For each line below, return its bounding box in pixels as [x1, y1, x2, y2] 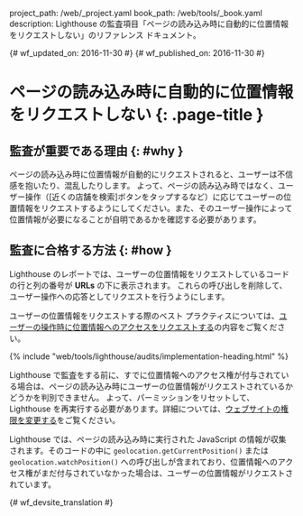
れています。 [9, 478, 57, 490]
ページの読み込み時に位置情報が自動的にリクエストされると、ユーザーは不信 [9, 169, 293, 180]
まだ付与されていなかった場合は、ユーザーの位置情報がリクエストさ [40, 467, 294, 478]
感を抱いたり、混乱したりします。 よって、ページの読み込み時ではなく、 [9, 180, 278, 190]
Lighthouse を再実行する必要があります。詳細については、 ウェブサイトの [9, 403, 281, 414]
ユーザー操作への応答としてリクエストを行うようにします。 [9, 290, 230, 301]
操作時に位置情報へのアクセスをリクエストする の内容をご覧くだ [40, 321, 278, 332]
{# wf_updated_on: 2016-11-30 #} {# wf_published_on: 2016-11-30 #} [9, 48, 265, 58]
